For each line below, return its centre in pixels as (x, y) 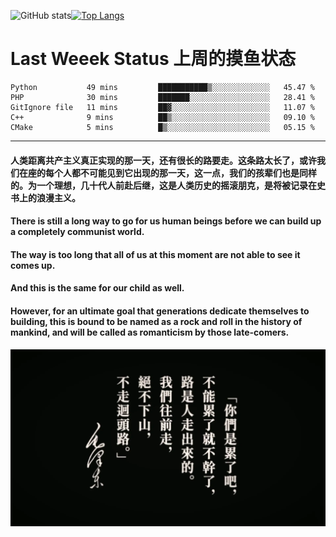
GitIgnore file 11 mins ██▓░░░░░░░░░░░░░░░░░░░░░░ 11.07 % (162, 107)
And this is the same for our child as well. (97, 288)
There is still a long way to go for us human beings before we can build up (166, 221)
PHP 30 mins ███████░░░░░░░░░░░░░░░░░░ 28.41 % (162, 97)
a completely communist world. (77, 232)
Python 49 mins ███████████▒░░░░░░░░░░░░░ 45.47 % (162, 87)
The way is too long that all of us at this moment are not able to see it (155, 254)
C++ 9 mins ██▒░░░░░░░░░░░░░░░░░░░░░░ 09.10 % (162, 117)
